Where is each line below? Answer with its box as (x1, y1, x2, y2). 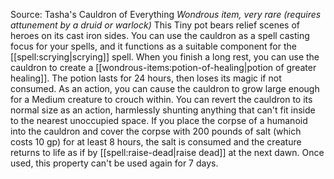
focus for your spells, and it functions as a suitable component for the (10, 40, 297, 52)
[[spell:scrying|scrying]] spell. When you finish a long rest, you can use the (10, 51, 320, 63)
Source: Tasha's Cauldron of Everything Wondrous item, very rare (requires (10, 9, 322, 20)
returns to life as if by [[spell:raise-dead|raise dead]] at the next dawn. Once (10, 147, 325, 158)
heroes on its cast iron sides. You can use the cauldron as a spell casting (10, 30, 310, 41)
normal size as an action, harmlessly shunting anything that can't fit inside (10, 104, 316, 116)
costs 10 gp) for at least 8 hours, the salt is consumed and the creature (10, 136, 302, 148)
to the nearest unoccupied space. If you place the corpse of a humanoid (10, 115, 308, 126)
